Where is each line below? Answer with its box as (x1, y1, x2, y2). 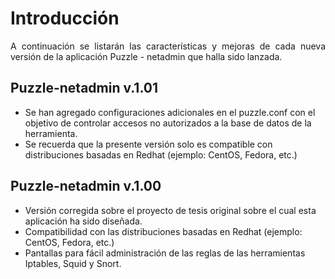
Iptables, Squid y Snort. (24, 257, 122, 269)
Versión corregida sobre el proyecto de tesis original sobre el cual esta (24, 204, 317, 216)
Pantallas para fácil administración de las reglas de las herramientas (24, 247, 306, 259)
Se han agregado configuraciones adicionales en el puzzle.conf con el (24, 106, 316, 118)
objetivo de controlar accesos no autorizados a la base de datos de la (24, 117, 312, 129)
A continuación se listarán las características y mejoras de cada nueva (10, 40, 326, 52)
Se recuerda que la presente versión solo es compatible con (24, 138, 273, 150)
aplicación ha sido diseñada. (24, 215, 143, 227)
